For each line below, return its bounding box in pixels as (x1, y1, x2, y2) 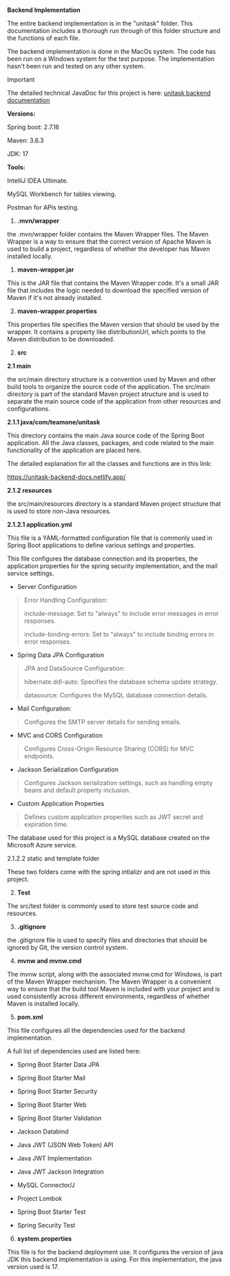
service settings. (7, 570, 54, 577)
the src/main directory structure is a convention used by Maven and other (7, 375, 216, 383)
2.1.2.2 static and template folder (7, 854, 100, 863)
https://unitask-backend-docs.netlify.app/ (7, 473, 126, 481)
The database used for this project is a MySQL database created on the (7, 834, 210, 842)
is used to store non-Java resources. (7, 507, 112, 515)
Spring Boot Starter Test (17, 1208, 86, 1216)
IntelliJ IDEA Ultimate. (7, 176, 69, 185)
